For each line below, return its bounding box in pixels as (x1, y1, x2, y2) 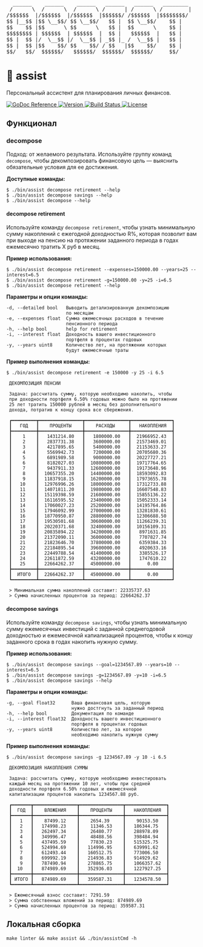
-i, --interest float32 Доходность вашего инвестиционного (6, 716, 162, 722)
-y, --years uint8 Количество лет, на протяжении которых (6, 342, 167, 348)
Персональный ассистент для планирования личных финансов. (6, 89, 171, 96)
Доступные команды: (6, 175, 65, 182)
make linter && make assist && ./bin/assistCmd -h (6, 935, 137, 942)
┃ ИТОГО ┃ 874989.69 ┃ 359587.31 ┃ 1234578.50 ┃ (8, 877, 170, 883)
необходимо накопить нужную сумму (71, 732, 159, 738)
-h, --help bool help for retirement (6, 326, 118, 332)
